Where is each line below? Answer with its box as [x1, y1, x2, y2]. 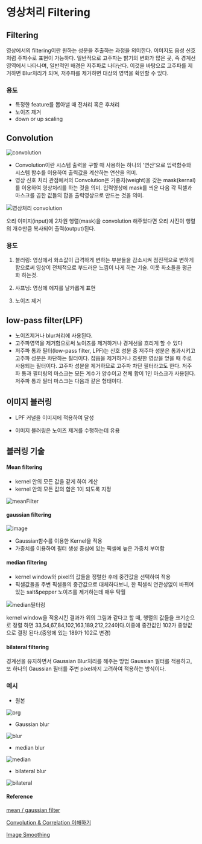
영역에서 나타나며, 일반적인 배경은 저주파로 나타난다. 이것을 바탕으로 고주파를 [6, 62, 187, 69]
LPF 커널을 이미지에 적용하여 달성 [14, 414, 95, 421]
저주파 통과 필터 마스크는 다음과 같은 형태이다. [14, 378, 124, 385]
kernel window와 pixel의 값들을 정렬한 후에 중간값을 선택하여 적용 [14, 573, 171, 581]
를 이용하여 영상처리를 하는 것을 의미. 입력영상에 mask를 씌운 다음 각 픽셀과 [14, 184, 192, 191]
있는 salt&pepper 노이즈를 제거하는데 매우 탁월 [14, 588, 126, 596]
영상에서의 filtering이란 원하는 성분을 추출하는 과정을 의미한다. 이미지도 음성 [6, 47, 185, 54]
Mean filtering [6, 463, 43, 471]
